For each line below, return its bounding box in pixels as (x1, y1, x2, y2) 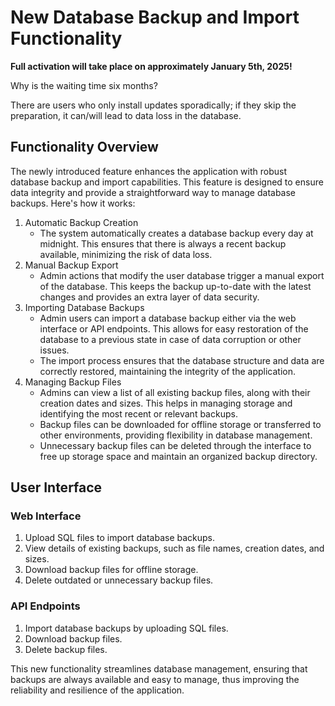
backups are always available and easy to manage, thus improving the (10, 673, 300, 685)
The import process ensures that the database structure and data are (39, 354, 325, 366)
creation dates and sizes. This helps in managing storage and (39, 397, 293, 409)
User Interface (10, 479, 103, 496)
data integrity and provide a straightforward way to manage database (10, 186, 297, 198)
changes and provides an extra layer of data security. (39, 291, 260, 303)
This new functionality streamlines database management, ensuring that (10, 662, 308, 675)
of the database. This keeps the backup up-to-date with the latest (39, 280, 312, 292)
